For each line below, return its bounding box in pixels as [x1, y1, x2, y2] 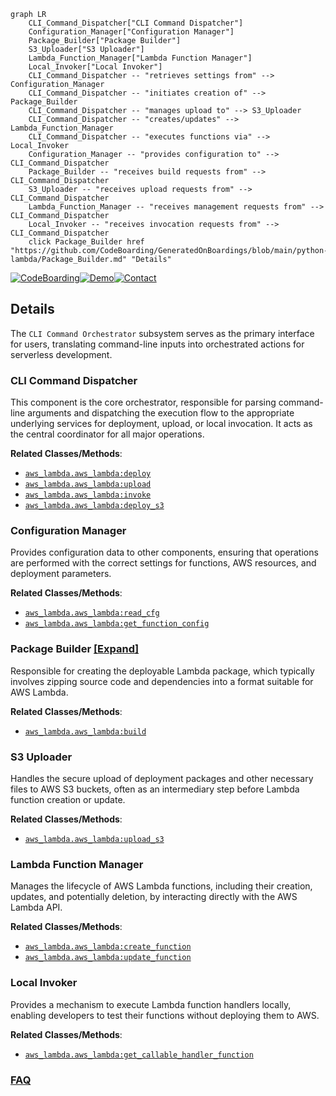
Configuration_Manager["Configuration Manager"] [28, 27, 235, 37]
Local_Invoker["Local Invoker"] [28, 62, 163, 72]
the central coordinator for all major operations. [10, 428, 205, 440]
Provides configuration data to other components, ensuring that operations [10, 546, 319, 559]
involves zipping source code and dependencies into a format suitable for [10, 675, 314, 687]
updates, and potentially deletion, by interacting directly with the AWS [10, 891, 298, 903]
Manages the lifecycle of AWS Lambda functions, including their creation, [10, 880, 313, 892]
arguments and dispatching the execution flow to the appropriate [27, 407, 295, 419]
